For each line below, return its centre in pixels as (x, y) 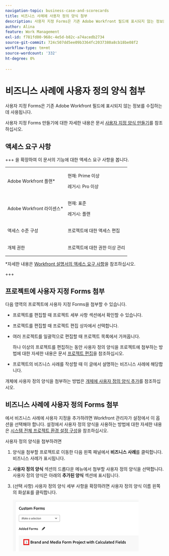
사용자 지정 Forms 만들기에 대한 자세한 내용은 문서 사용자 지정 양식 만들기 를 (79, 123)
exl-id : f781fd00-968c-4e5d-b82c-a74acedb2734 (55, 37)
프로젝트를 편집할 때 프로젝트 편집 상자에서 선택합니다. (66, 326)
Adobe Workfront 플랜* (31, 181)
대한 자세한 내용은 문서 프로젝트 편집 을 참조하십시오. (73, 353)
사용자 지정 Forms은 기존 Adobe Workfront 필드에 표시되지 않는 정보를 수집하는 (84, 106)
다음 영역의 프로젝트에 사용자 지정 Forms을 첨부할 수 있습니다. (66, 304)
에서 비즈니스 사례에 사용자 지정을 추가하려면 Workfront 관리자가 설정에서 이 (80, 418)
